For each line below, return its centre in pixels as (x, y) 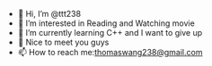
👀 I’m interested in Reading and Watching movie (106, 23)
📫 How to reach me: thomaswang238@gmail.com (110, 52)
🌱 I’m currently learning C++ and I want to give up (110, 33)
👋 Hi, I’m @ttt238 (49, 14)
